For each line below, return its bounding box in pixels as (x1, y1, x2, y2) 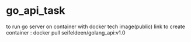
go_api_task (6, 4, 65, 17)
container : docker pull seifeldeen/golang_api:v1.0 (6, 29, 126, 36)
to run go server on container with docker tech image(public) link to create (6, 23, 186, 30)
